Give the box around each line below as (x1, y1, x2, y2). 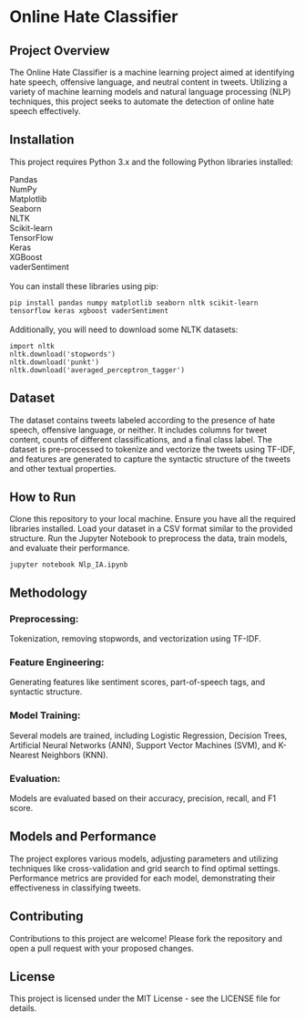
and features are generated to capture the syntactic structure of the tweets (9, 453, 291, 464)
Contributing (9, 909, 84, 924)
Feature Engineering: (9, 656, 105, 669)
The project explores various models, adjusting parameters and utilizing (9, 853, 279, 864)
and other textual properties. (9, 463, 117, 474)
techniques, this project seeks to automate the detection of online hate (9, 96, 275, 107)
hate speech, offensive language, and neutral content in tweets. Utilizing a (9, 77, 289, 88)
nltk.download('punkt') (9, 358, 100, 367)
